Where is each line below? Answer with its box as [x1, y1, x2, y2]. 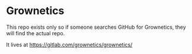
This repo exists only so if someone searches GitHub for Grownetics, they [6, 23, 187, 31]
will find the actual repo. [6, 29, 65, 36]
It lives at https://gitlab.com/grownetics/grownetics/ [6, 41, 133, 48]
